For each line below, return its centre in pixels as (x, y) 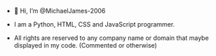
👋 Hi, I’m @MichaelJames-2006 (60, 11)
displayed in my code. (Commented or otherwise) (86, 45)
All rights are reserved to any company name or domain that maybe (111, 38)
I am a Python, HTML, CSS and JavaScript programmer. (94, 24)
